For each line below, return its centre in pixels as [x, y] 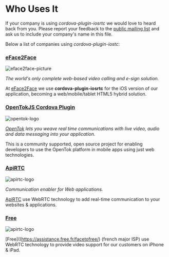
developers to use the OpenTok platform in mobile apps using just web [80, 149]
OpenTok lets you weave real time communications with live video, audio [82, 128]
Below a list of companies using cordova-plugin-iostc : [62, 44]
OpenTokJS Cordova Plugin [40, 107]
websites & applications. [31, 205]
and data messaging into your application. [50, 134]
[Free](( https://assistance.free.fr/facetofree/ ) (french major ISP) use [77, 239]
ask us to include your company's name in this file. [59, 34]
